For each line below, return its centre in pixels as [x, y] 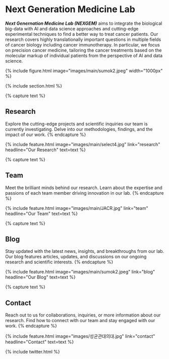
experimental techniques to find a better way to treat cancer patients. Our [82, 34]
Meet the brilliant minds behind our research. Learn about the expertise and [84, 188]
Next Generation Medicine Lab [70, 9]
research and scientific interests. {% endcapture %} [59, 262]
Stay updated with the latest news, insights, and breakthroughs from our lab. [85, 251]
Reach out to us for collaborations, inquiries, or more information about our [83, 315]
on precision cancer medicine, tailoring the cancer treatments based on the [83, 50]
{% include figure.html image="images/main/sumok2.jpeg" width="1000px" [84, 71]
